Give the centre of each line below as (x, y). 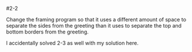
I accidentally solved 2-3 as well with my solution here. (73, 43)
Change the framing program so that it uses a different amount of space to (96, 19)
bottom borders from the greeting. (48, 32)
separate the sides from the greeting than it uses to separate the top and (94, 26)
